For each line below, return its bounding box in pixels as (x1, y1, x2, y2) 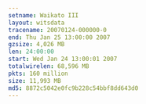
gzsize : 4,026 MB (8, 41, 65, 48)
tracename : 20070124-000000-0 (8, 26, 108, 34)
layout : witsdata (8, 19, 65, 27)
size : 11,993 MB (8, 77, 61, 84)
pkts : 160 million (8, 70, 68, 77)
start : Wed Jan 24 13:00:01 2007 (8, 56, 118, 63)
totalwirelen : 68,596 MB (8, 63, 89, 70)
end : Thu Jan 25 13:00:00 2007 (8, 33, 111, 41)
